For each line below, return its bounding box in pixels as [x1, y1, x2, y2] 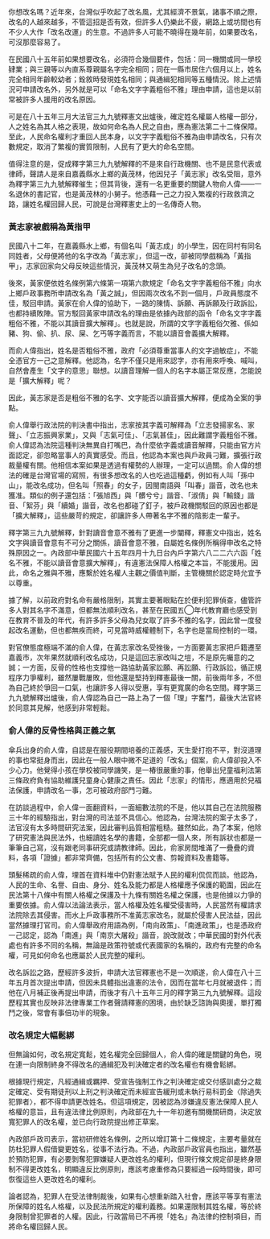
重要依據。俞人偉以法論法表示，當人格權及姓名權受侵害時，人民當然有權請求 [8, 900, 262, 910]
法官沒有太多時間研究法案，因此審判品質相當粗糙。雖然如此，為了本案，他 [8, 822, 255, 832]
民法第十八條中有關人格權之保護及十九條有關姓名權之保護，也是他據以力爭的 [8, 890, 262, 899]
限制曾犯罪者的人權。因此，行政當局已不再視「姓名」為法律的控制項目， [14, 1211, 255, 1221]
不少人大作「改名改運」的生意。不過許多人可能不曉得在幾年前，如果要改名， [8, 27, 262, 36]
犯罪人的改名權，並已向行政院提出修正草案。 [14, 1117, 163, 1126]
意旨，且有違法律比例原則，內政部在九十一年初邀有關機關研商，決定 [29, 1106, 255, 1117]
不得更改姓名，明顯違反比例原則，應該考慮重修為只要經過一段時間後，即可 [14, 1164, 262, 1174]
